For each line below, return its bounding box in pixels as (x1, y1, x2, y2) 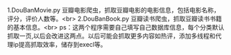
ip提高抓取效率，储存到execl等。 (12, 41, 107, 48)
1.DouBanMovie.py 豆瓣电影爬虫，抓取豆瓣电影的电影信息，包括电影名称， (7, 6, 221, 14)
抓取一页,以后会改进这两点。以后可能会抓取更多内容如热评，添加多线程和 (7, 32, 216, 40)
